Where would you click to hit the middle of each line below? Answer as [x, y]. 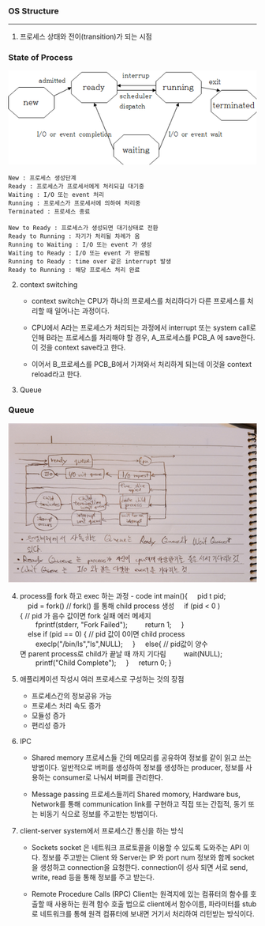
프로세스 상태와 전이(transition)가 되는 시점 [86, 36]
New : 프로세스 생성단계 [42, 178]
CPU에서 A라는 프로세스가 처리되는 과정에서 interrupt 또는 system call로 [144, 327]
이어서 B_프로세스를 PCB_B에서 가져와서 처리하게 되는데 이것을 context [142, 364]
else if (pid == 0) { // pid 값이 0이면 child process [106, 633]
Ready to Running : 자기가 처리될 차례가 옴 [74, 236]
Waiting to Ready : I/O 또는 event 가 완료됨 [79, 253]
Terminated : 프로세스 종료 [49, 211]
